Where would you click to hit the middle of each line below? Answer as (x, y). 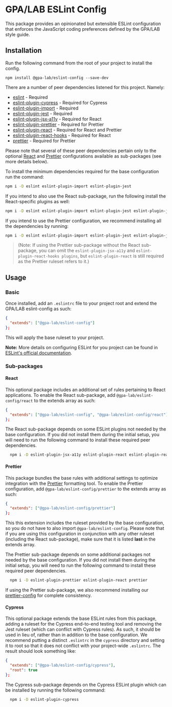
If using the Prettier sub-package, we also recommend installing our (77, 590)
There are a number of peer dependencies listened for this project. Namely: (85, 87)
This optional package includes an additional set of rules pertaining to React (85, 390)
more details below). (27, 161)
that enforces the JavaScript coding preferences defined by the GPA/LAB (83, 29)
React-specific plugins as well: (38, 201)
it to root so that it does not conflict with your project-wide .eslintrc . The (83, 646)
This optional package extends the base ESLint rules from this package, (81, 618)
